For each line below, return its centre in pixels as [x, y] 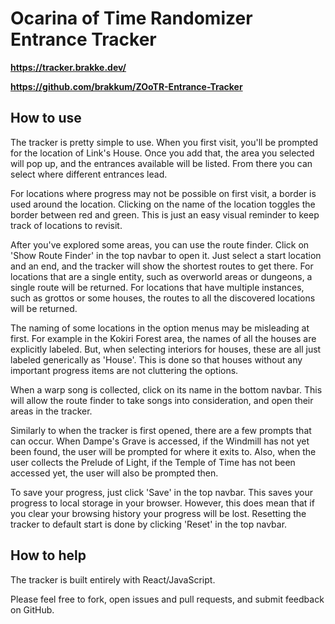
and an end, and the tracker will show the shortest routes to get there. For [162, 266]
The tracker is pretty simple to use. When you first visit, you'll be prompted [164, 142]
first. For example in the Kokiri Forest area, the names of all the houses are [163, 338]
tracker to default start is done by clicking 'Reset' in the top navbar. [149, 524]
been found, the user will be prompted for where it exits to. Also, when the [163, 451]
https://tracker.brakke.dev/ [68, 67]
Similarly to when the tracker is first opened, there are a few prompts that [161, 430]
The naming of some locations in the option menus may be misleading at [160, 328]
